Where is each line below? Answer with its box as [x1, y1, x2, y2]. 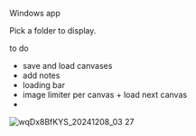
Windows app [9, 8, 61, 18]
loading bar [22, 80, 66, 90]
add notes [22, 70, 61, 81]
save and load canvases [22, 61, 113, 71]
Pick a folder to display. [9, 25, 97, 35]
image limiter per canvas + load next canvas [22, 90, 188, 100]
